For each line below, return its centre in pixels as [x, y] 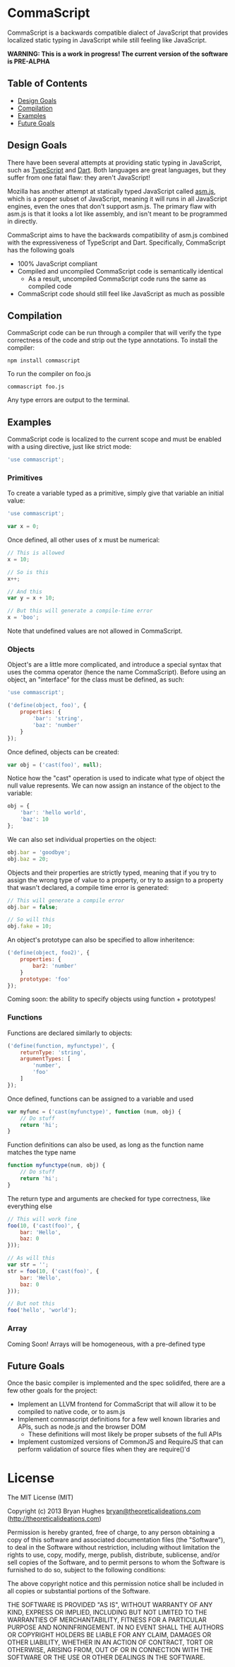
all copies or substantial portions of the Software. [79, 1591]
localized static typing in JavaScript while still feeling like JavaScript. [107, 40]
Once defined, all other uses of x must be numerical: [84, 540]
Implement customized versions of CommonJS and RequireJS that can [120, 1442]
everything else [30, 1206]
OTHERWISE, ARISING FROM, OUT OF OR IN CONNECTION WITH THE [110, 1650]
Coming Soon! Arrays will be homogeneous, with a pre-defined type [107, 1344]
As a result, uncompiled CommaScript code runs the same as [117, 279]
